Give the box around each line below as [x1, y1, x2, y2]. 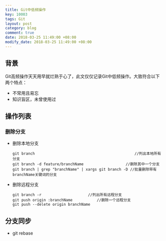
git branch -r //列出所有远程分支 [12, 192, 122, 197]
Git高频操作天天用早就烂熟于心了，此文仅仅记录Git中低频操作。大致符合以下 [5, 73, 160, 79]
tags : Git [5, 16, 26, 21]
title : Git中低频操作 [5, 7, 46, 12]
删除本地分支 [12, 140, 39, 146]
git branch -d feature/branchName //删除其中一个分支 [12, 162, 160, 167]
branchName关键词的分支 [12, 172, 57, 178]
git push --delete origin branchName [12, 202, 91, 207]
